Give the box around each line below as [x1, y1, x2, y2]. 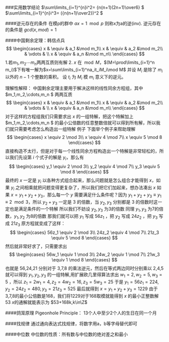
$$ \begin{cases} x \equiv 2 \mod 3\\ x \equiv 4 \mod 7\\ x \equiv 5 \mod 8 [7, 134, 162, 140]
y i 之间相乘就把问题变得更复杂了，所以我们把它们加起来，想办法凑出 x [11, 184, 156, 192]
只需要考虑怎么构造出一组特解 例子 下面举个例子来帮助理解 [14, 126, 136, 132]
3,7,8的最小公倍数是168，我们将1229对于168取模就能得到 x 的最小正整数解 [5, 293, 159, 299]
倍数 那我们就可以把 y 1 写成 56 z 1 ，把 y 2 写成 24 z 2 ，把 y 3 [37, 213, 158, 220]
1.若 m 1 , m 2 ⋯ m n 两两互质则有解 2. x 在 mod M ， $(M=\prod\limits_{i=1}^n [5, 59, 155, 66]
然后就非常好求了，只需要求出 [5, 243, 67, 249]
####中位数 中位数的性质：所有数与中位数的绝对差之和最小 [5, 331, 128, 337]
